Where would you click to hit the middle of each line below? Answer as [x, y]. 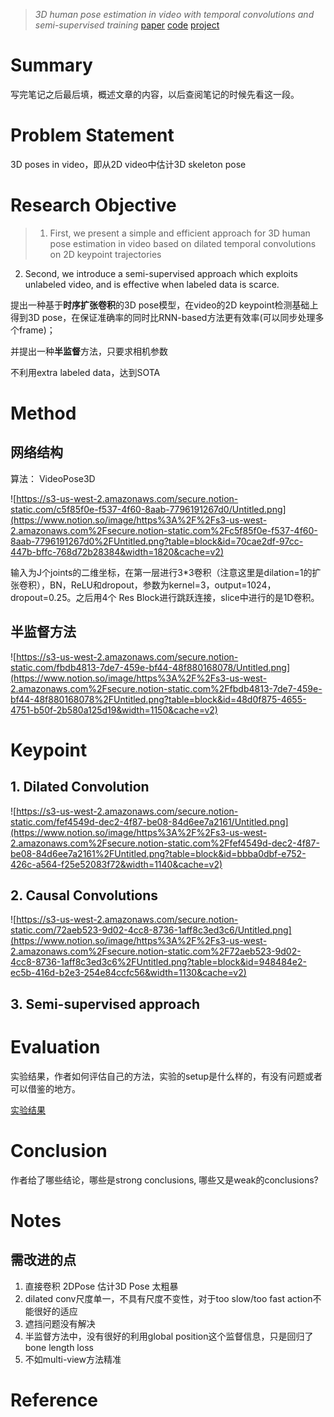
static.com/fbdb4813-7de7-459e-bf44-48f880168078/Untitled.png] [150, 667]
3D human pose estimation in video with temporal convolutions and [174, 14]
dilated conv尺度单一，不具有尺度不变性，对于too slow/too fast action [168, 1298]
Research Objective [93, 205]
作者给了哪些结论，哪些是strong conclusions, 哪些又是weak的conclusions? [164, 1180]
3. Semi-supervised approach [105, 1004]
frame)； [37, 330]
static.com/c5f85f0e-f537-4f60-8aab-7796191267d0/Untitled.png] [148, 509]
